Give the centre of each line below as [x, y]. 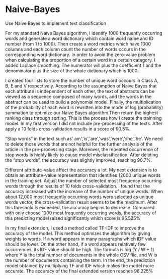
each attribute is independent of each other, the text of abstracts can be [80, 91]
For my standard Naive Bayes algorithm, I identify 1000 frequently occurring [84, 33]
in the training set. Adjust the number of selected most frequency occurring [83, 180]
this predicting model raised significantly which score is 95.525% [73, 218]
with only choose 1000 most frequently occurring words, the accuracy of [81, 213]
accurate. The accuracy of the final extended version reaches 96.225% [79, 271]
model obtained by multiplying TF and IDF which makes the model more [80, 265]
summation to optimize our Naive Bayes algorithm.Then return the [73, 113]
